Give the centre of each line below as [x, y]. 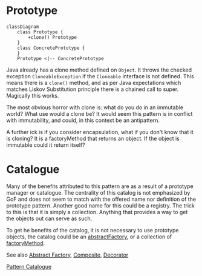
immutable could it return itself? [46, 145]
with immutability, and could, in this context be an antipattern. [83, 120]
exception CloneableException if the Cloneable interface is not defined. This [100, 76]
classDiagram [23, 27]
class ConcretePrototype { [51, 48]
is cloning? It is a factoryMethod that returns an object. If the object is [93, 138]
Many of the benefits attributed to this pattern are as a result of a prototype [100, 186]
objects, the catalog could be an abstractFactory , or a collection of [89, 237]
